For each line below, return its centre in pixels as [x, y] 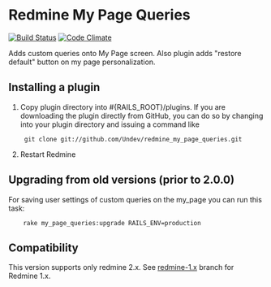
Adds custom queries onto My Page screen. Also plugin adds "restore [125, 53]
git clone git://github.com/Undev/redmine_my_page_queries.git [133, 139]
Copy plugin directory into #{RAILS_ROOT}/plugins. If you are [123, 107]
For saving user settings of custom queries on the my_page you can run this [135, 199]
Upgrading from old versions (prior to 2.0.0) [122, 180]
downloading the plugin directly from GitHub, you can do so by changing [142, 115]
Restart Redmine [48, 154]
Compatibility [43, 248]
